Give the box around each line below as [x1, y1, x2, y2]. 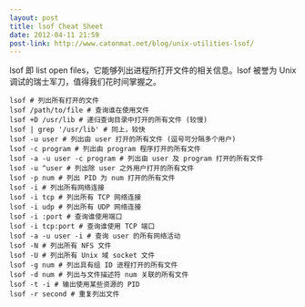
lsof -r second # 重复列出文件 [9, 290, 120, 299]
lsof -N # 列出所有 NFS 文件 [9, 241, 112, 251]
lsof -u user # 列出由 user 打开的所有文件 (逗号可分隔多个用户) [9, 135, 237, 144]
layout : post [9, 13, 59, 23]
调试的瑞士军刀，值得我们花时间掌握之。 [9, 77, 161, 87]
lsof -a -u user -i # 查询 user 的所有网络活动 [9, 231, 181, 241]
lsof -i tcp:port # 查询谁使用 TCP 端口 [9, 222, 156, 231]
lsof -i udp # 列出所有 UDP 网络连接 [9, 202, 142, 212]
